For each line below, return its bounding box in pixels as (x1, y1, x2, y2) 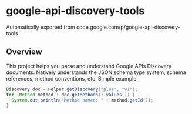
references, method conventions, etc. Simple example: (6, 75, 138, 82)
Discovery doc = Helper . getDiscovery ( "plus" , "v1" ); (6, 86, 138, 92)
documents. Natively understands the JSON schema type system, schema (6, 69, 186, 76)
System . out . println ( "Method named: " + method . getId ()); (11, 97, 154, 103)
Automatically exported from (6, 24, 75, 31)
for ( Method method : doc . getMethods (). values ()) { (6, 92, 135, 98)
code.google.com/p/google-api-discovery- (76, 24, 181, 31)
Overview (6, 47, 43, 57)
